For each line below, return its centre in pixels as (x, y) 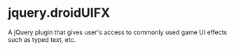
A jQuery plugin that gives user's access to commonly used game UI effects (117, 32)
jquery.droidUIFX (59, 13)
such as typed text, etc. (42, 39)
